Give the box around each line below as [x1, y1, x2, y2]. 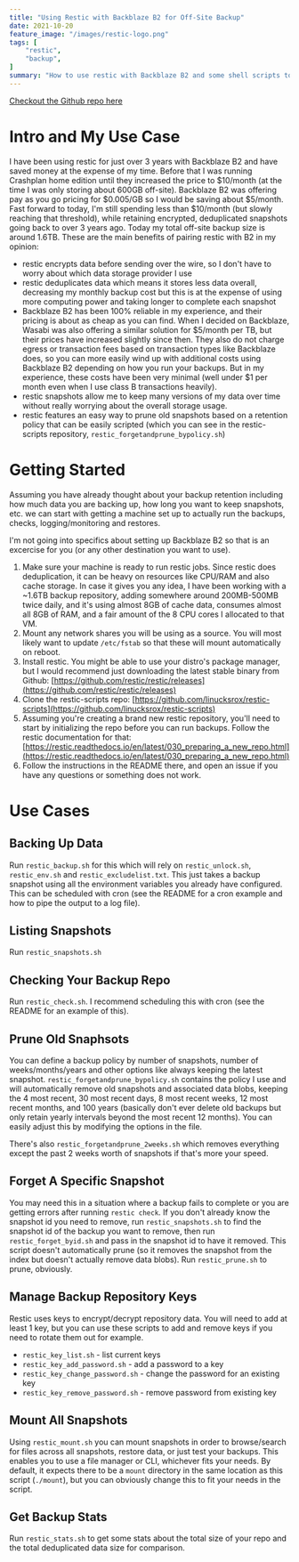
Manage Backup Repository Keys [9, 1290, 198, 1305]
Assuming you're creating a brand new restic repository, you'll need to [21, 713, 280, 724]
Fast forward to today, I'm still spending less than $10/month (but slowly [9, 203, 273, 214]
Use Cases [9, 800, 91, 821]
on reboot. [21, 646, 61, 657]
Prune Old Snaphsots [9, 1032, 130, 1047]
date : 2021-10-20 [9, 21, 74, 30]
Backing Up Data [9, 836, 104, 851]
